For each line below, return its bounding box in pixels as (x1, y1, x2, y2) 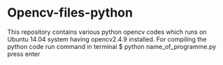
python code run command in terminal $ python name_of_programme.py (7, 42, 217, 50)
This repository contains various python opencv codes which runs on (7, 28, 208, 36)
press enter (7, 50, 41, 58)
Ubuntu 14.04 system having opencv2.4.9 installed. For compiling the (7, 35, 207, 43)
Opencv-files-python (7, 5, 133, 21)
